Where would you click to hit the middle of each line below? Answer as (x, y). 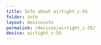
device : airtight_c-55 (34, 33)
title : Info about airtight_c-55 (47, 11)
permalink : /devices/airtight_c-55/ (51, 28)
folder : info (22, 17)
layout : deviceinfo (30, 22)
